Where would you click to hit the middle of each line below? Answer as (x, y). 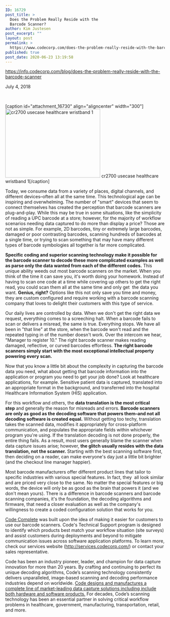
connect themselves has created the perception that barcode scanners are (83, 207)
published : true (22, 52)
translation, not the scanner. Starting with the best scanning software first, (84, 451)
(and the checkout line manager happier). (49, 462)
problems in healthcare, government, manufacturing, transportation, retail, (83, 605)
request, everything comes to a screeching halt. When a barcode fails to (80, 319)
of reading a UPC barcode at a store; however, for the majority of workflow (83, 218)
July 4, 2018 (18, 87)
